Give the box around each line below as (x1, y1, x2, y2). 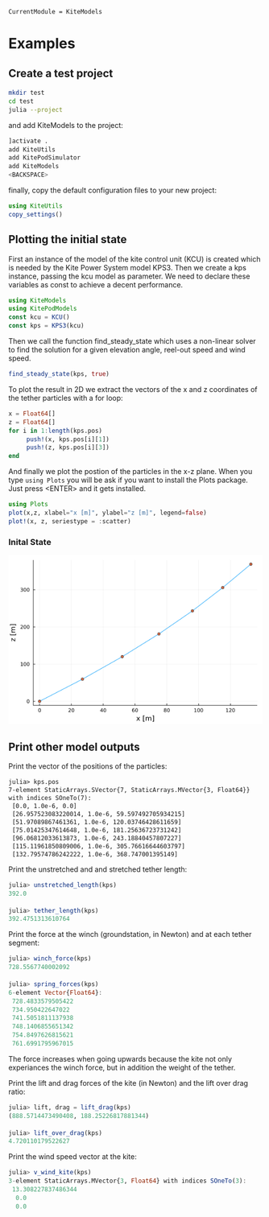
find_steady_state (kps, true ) (8, 370, 110, 378)
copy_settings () (8, 210, 63, 218)
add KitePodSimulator (8, 154, 81, 162)
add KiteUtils (8, 145, 56, 154)
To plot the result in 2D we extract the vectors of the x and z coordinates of (8, 384, 258, 394)
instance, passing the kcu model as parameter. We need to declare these (8, 271, 250, 281)
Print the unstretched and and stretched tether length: (8, 864, 188, 874)
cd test (8, 97, 35, 105)
